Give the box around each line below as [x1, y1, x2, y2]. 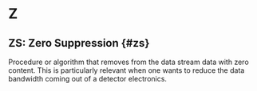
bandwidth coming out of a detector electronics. [8, 74, 168, 83]
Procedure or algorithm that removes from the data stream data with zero [8, 57, 249, 66]
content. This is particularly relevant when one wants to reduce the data [8, 66, 245, 75]
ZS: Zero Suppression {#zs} [8, 36, 150, 50]
